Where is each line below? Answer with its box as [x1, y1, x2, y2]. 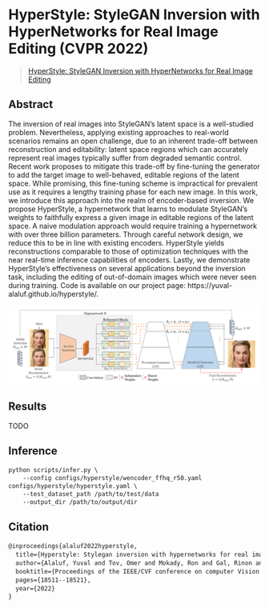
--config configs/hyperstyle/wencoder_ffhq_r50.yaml [22, 474, 203, 482]
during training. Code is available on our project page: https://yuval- [8, 280, 233, 290]
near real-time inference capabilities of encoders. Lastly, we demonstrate [8, 254, 251, 265]
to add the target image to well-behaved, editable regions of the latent [8, 170, 240, 179]
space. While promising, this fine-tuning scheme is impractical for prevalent [8, 178, 259, 188]
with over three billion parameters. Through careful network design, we [8, 230, 243, 239]
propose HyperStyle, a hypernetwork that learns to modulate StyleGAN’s [8, 204, 248, 214]
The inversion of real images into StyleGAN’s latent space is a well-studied [8, 118, 254, 129]
